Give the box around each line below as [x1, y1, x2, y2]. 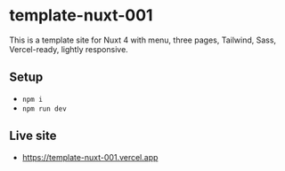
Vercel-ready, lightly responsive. [9, 43, 129, 54]
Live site [9, 128, 57, 144]
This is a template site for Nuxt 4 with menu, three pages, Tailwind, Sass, [9, 35, 277, 45]
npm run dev [21, 104, 67, 113]
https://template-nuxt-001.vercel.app [21, 152, 159, 162]
